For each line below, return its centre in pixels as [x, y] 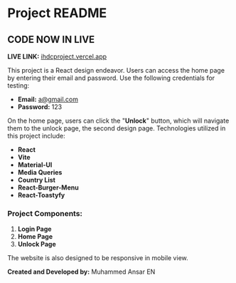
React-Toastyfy [41, 195]
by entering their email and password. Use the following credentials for [111, 78]
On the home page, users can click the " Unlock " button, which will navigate [118, 120]
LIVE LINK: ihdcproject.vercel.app [57, 56]
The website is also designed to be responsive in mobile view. [98, 258]
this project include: [36, 136]
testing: [18, 86]
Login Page [34, 229]
